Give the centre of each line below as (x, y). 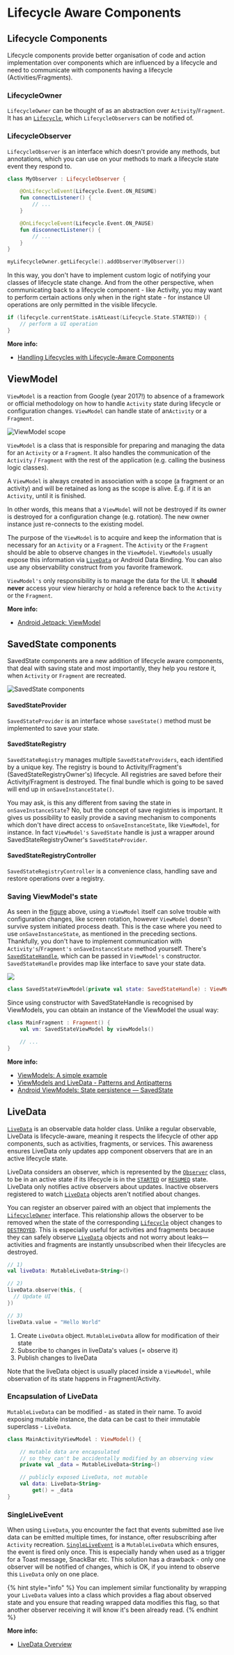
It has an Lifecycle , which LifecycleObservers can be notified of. (101, 118)
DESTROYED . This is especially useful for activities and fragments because (111, 1229)
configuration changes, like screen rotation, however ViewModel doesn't (109, 919)
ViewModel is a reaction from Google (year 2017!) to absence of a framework (116, 396)
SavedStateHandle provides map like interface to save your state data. (107, 963)
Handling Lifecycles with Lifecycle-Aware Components (96, 357)
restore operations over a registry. (56, 878)
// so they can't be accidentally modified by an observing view (117, 1458)
